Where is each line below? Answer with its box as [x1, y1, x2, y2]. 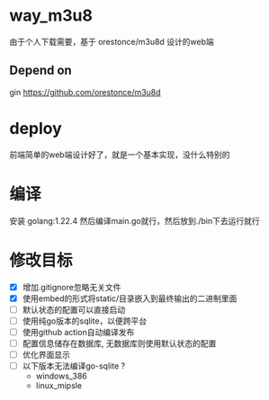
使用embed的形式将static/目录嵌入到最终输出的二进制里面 [22, 293, 238, 304]
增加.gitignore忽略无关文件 [22, 281, 121, 292]
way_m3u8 [9, 5, 93, 26]
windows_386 [35, 370, 88, 382]
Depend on [9, 63, 72, 78]
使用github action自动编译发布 [22, 326, 135, 337]
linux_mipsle [35, 380, 83, 391]
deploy [9, 118, 63, 138]
